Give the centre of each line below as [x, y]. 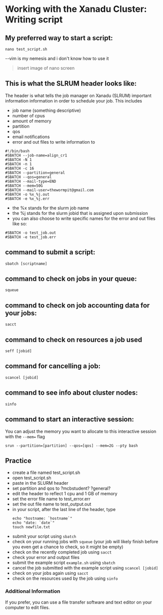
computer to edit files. [28, 607]
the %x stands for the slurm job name [51, 208]
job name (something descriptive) [47, 110]
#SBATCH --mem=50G [24, 186]
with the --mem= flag [25, 436]
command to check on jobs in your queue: [71, 279]
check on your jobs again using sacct [50, 573]
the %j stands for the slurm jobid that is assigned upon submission [80, 213]
